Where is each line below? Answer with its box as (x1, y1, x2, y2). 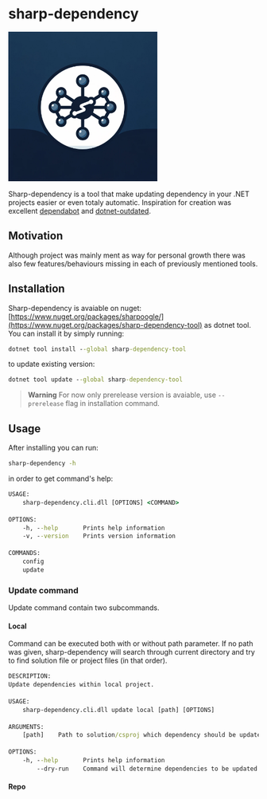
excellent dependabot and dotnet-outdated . (8, 206, 151, 215)
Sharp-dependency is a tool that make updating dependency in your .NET (8, 189, 250, 199)
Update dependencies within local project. (8, 681, 155, 689)
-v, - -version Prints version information (22, 532, 176, 541)
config (22, 557, 44, 565)
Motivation (8, 229, 64, 243)
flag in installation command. (65, 399, 161, 408)
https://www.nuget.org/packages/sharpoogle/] (10, 312, 164, 321)
